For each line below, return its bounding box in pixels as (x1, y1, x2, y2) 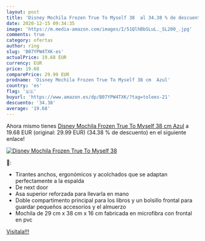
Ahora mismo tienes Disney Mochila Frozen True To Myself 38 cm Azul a (6, 122, 189, 129)
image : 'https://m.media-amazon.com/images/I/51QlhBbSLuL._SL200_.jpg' (6, 26, 192, 32)
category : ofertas (6, 37, 53, 43)
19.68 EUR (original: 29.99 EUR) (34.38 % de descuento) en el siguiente (6, 129, 187, 136)
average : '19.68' (6, 105, 51, 112)
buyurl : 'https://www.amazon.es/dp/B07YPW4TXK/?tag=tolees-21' (6, 94, 171, 100)
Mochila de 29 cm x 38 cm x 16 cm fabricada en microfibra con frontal (15, 209, 192, 217)
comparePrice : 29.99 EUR (6, 71, 70, 77)
